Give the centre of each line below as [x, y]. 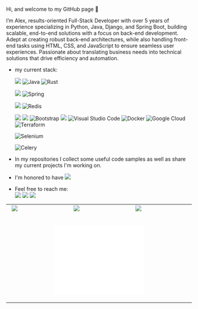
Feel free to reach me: [42, 189]
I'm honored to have [39, 178]
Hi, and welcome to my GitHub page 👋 [52, 9]
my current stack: [36, 70]
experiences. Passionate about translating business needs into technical [94, 52]
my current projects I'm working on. [58, 165]
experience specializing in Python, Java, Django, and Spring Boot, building [97, 27]
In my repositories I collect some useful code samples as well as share [100, 159]
